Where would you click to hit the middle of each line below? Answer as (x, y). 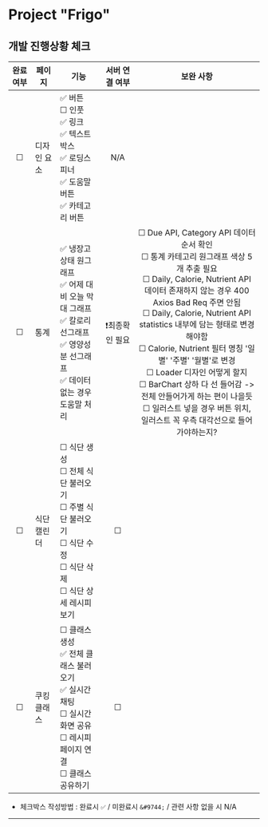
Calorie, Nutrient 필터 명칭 (195, 348)
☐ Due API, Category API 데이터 (197, 233)
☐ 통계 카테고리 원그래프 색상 (193, 257)
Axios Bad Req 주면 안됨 (197, 303)
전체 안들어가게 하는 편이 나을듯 (197, 396)
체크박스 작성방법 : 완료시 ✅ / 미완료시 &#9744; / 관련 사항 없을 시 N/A (128, 807)
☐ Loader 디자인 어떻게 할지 (197, 372)
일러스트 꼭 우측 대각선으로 (188, 420)
